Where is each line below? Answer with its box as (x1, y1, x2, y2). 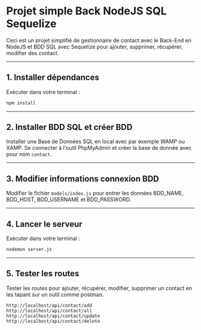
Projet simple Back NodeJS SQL (6, 4, 167, 18)
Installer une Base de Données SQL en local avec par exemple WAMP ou (6, 138, 185, 145)
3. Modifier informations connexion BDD (6, 174, 160, 184)
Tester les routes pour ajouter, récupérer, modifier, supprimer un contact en (6, 284, 193, 292)
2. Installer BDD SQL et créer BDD (6, 122, 133, 132)
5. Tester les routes (6, 268, 80, 279)
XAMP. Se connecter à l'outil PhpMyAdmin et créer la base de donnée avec (6, 144, 192, 152)
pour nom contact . (6, 151, 52, 158)
